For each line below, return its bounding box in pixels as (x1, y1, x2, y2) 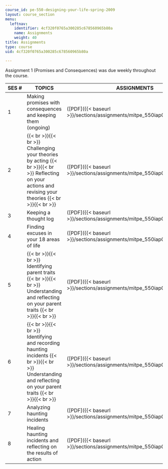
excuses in (26, 229, 52, 236)
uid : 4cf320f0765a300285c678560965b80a (5, 49, 88, 54)
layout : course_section (5, 12, 55, 17)
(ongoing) (26, 124, 50, 131)
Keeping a (26, 209, 51, 216)
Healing (26, 424, 45, 431)
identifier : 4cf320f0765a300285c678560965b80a (14, 26, 113, 31)
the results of (26, 449, 58, 456)
